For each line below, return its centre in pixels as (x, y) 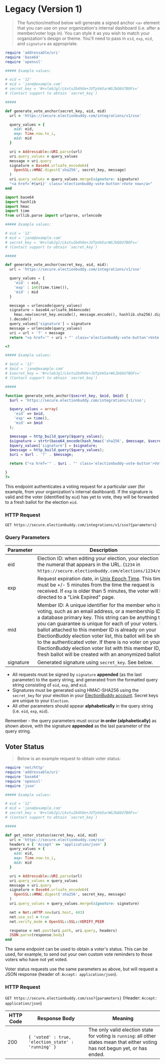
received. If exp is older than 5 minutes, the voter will (98, 591)
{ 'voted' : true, (50, 1037)
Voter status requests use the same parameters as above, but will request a (82, 969)
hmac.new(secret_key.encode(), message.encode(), (66, 315)
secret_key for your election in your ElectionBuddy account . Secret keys (85, 696)
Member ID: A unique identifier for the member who (96, 605)
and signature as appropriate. (47, 43)
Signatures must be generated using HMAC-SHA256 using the (75, 690)
